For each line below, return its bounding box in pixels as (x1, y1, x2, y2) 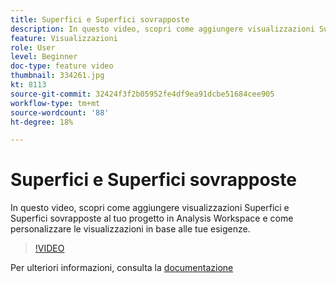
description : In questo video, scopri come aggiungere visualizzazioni (10, 24, 315, 34)
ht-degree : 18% (10, 117, 74, 127)
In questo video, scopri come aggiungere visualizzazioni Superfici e (10, 202, 290, 214)
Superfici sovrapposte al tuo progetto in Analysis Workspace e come (10, 212, 294, 225)
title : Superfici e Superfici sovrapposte (10, 14, 190, 25)
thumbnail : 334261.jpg (10, 71, 105, 81)
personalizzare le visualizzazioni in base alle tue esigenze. (10, 223, 251, 235)
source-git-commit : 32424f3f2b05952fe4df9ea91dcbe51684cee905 (10, 89, 275, 99)
